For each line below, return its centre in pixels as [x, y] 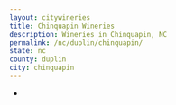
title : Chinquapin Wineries [62, 26]
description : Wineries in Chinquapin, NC [88, 34]
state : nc [28, 51]
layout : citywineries [50, 17]
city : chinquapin [42, 68]
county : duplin [38, 59]
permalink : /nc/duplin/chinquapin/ [76, 43]
